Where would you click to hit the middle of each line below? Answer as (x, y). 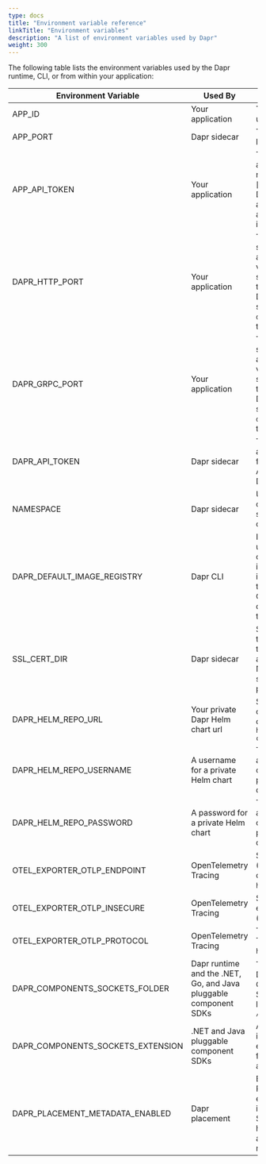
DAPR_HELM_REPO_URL (57, 719)
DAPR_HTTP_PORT (48, 282)
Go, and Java (215, 984)
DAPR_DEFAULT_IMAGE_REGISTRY (78, 576)
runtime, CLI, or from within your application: (81, 76)
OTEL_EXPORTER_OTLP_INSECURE (78, 908)
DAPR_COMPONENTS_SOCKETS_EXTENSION (98, 1046)
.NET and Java (218, 1031)
